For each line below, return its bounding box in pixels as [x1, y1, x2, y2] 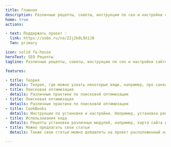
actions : [5, 21, 24, 27]
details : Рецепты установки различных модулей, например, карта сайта [10, 120, 163, 126]
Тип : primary [10, 40, 38, 46]
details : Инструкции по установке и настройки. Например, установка [10, 111, 158, 116]
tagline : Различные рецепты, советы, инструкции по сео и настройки [5, 59, 154, 64]
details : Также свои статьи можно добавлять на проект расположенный [10, 130, 160, 135]
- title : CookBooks [5, 106, 47, 111]
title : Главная [5, 7, 38, 13]
